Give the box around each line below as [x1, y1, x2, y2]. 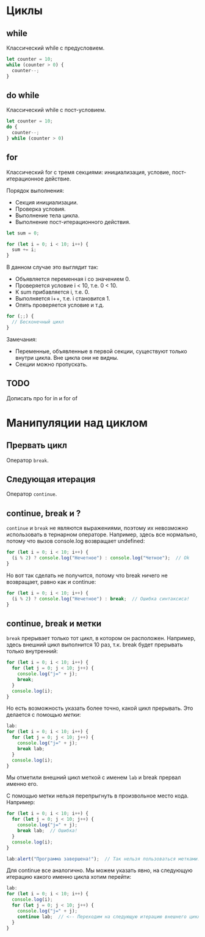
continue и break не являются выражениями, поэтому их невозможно [6, 524, 189, 532]
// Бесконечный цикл [12, 319, 64, 325]
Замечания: [6, 335, 37, 343]
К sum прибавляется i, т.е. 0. [15, 288, 90, 296]
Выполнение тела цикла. [15, 212, 80, 219]
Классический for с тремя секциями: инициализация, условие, [6, 168, 171, 176]
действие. [45, 175, 71, 182]
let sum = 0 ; [6, 230, 40, 236]
